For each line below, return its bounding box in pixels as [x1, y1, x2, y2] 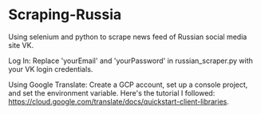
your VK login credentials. [8, 64, 93, 73]
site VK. [8, 40, 34, 49]
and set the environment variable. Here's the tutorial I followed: [8, 88, 216, 97]
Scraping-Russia [8, 6, 122, 24]
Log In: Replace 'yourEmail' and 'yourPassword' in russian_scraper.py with [8, 56, 253, 65]
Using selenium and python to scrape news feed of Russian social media [8, 32, 247, 41]
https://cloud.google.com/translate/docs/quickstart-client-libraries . [8, 96, 230, 106]
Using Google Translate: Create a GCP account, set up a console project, [8, 80, 248, 89]
